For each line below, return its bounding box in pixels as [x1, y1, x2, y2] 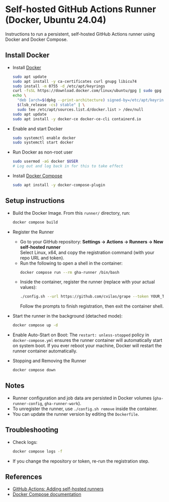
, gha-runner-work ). [42, 400, 81, 406]
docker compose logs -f [12, 448, 63, 454]
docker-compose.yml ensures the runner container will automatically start [12, 337, 162, 343]
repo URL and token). [20, 255, 64, 261]
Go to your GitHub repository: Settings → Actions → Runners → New [20, 238, 163, 244]
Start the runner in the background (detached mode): [12, 313, 123, 319]
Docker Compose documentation [12, 491, 81, 497]
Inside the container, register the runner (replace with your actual [20, 279, 155, 285]
